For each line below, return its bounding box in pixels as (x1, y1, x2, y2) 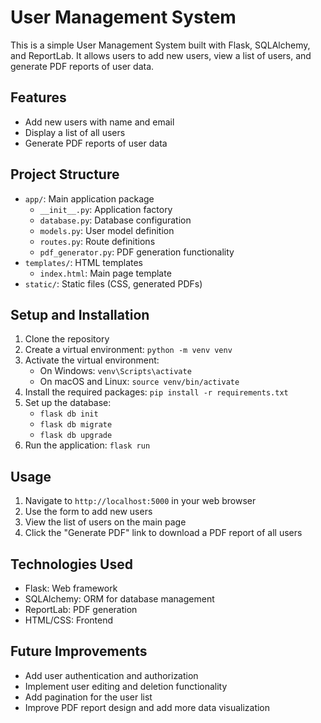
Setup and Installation (10, 306, 150, 323)
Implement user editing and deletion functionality (24, 680, 228, 692)
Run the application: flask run (24, 439, 151, 451)
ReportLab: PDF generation (24, 604, 138, 615)
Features (10, 89, 67, 106)
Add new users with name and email (24, 116, 175, 128)
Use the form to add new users (24, 506, 153, 518)
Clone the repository (24, 333, 110, 345)
